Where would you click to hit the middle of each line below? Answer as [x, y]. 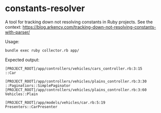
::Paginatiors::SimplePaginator [38, 85]
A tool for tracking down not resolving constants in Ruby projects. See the [79, 22]
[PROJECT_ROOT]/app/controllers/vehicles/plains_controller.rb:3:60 [76, 90]
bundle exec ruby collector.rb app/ [42, 50]
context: [13, 27]
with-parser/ [18, 32]
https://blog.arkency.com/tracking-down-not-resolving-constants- [89, 27]
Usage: [12, 41]
